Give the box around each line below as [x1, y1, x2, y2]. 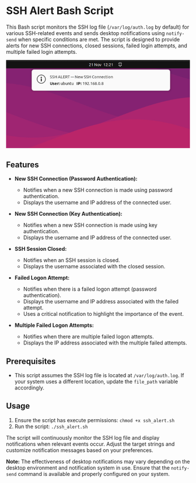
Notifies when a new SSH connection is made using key [23, 222, 157, 229]
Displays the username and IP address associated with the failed [23, 298, 179, 305]
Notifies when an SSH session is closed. [23, 257, 121, 264]
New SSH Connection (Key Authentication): [14, 211, 123, 218]
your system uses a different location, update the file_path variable [14, 378, 178, 385]
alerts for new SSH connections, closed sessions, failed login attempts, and [6, 42, 188, 49]
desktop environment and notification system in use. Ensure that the [6, 464, 170, 471]
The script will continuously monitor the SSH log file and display [6, 434, 160, 441]
